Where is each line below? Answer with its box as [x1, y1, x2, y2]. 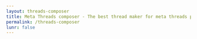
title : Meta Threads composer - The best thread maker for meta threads [6, 14, 188, 19]
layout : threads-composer [6, 8, 69, 14]
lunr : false [6, 24, 35, 30]
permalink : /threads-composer [6, 19, 80, 25]
